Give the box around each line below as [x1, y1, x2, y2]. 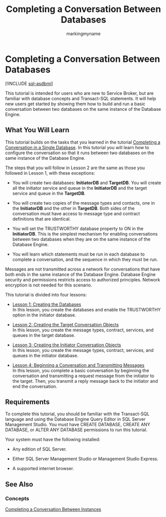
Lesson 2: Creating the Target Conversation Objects [12, 321, 119, 327]
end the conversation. [12, 383, 58, 389]
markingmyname [66, 30, 101, 36]
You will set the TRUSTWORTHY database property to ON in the [12, 226, 144, 232]
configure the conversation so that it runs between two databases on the [5, 150, 155, 156]
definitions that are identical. [12, 216, 71, 222]
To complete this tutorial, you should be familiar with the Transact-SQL [5, 411, 150, 417]
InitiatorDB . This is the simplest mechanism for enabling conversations [12, 231, 158, 237]
